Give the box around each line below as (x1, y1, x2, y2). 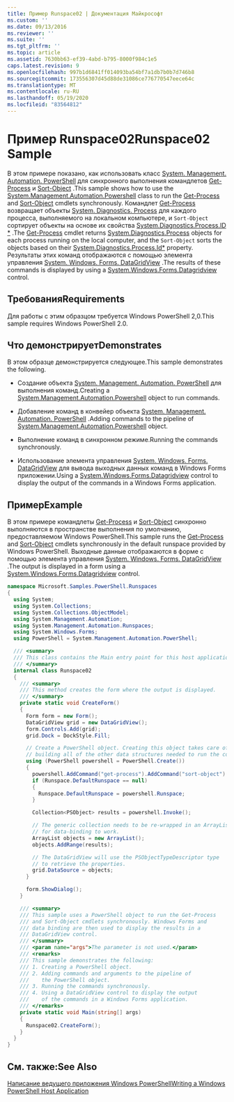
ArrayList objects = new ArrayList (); (32, 835, 145, 842)
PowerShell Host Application (7, 1087, 89, 1095)
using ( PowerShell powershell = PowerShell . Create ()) (25, 758, 186, 765)
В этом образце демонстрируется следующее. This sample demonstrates (7, 358, 223, 367)
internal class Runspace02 (13, 667, 92, 674)
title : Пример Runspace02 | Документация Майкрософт (7, 10, 164, 17)
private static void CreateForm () (19, 700, 120, 707)
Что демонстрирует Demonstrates (7, 339, 162, 351)
